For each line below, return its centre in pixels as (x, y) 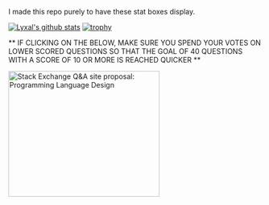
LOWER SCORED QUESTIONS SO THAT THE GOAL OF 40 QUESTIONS (126, 51)
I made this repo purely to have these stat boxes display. (102, 12)
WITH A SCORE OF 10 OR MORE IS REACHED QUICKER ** (105, 60)
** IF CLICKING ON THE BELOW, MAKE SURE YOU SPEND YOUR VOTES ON (135, 43)
